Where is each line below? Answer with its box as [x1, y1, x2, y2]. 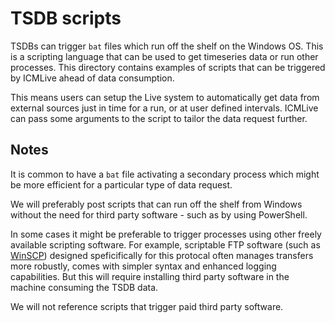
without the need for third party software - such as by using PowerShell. [10, 208, 308, 221]
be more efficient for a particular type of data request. [10, 178, 233, 191]
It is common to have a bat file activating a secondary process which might [10, 168, 320, 180]
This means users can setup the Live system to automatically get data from [10, 91, 320, 103]
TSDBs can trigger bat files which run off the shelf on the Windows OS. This [10, 40, 324, 52]
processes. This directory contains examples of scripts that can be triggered [10, 61, 326, 73]
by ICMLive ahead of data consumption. [10, 72, 175, 84]
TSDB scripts [10, 7, 122, 30]
